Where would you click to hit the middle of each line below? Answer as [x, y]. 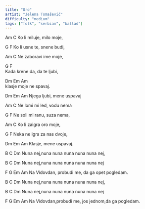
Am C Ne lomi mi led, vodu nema [39, 105]
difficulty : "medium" [27, 19]
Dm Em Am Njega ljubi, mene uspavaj [43, 96]
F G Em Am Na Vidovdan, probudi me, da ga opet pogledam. [67, 172]
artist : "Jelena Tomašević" [34, 14]
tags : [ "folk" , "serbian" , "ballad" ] [44, 23]
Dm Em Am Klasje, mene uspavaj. [39, 144]
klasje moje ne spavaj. [28, 86]
